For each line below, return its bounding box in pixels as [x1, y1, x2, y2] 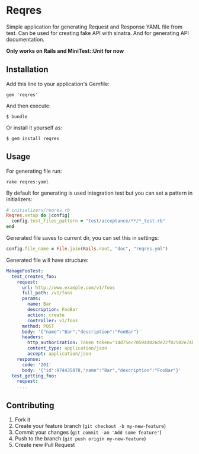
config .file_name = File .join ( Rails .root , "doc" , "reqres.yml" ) [6, 246, 168, 252]
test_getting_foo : [11, 373, 57, 379]
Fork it [14, 416, 31, 423]
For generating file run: [6, 167, 62, 174]
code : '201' [21, 361, 52, 368]
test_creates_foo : [11, 274, 57, 280]
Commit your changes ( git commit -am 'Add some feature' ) [14, 428, 162, 436]
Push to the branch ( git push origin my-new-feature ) [14, 435, 146, 442]
